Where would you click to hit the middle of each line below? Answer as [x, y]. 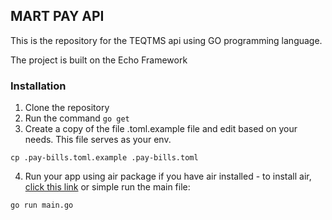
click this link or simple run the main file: [107, 187]
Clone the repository [67, 108]
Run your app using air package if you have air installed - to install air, [168, 176]
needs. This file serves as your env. [98, 140]
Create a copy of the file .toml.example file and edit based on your [161, 129]
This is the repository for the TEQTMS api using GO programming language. [166, 40]
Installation [38, 86]
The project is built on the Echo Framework [99, 60]
